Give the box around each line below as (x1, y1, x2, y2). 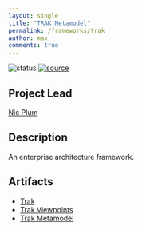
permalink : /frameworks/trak (8, 26, 105, 34)
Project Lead (8, 86, 73, 100)
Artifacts (8, 175, 53, 188)
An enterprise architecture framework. (8, 152, 134, 161)
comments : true (8, 42, 59, 50)
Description (8, 131, 68, 145)
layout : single (8, 11, 59, 20)
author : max (8, 34, 48, 42)
